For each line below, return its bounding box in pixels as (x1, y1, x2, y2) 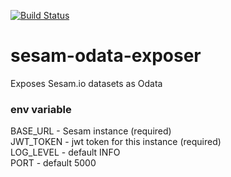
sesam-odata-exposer (10, 45, 202, 67)
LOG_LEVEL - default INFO (10, 146, 121, 159)
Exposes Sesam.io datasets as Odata (10, 77, 163, 89)
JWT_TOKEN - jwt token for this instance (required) (10, 136, 222, 148)
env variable (10, 102, 72, 116)
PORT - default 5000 (10, 157, 97, 169)
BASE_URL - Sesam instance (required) (10, 125, 172, 137)
